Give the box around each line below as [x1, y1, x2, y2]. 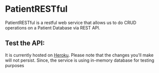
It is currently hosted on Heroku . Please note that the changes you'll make [5, 52, 154, 58]
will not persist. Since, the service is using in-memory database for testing [5, 57, 155, 63]
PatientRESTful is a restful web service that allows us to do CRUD [5, 20, 137, 25]
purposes [5, 62, 24, 68]
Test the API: [5, 39, 45, 48]
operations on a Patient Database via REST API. [5, 24, 100, 30]
